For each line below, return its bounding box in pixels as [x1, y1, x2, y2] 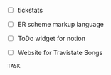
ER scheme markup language [17, 21, 105, 29]
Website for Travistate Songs [17, 49, 103, 57]
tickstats [17, 6, 43, 14]
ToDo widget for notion [17, 35, 85, 43]
